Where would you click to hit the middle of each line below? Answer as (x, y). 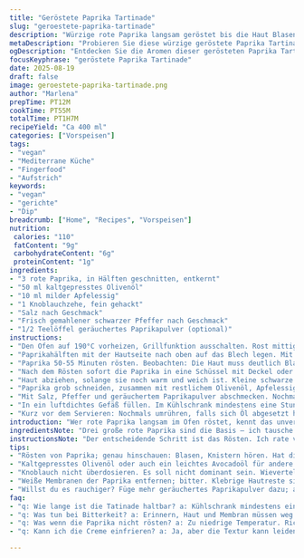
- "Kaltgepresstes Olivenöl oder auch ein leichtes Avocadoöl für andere (152, 464)
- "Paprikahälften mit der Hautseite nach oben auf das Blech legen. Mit (152, 354)
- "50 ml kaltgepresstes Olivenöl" (76, 287)
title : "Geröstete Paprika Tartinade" (82, 18)
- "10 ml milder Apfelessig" (64, 295)
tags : (19, 144)
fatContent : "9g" (46, 245)
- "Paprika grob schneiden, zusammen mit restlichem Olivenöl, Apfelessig (153, 389)
